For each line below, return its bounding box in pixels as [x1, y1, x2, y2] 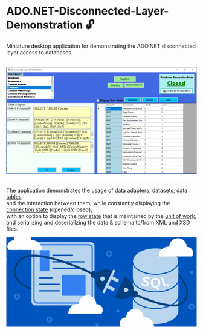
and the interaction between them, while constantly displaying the [6, 200, 170, 207]
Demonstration [6, 18, 83, 32]
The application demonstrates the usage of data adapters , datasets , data [6, 186, 188, 194]
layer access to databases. [6, 48, 74, 56]
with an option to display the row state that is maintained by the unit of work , [6, 213, 197, 220]
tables [6, 193, 22, 200]
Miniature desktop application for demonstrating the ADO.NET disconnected [6, 42, 196, 50]
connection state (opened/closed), [6, 206, 92, 213]
